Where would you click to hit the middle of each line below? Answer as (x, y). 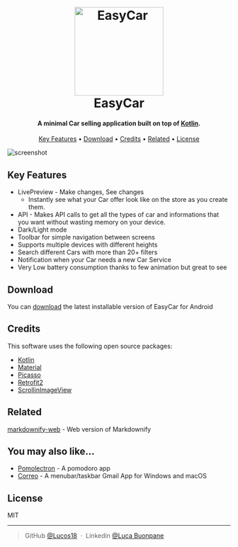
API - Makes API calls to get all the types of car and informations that (118, 215)
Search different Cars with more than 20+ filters (87, 252)
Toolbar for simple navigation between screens (86, 237)
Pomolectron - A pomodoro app (64, 468)
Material (29, 367)
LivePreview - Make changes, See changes (80, 192)
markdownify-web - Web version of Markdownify (79, 429)
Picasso (29, 375)
